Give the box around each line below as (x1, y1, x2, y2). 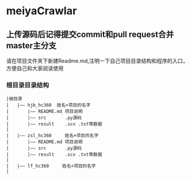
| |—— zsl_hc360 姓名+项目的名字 (6, 132, 99, 139)
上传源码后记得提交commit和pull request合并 (6, 29, 174, 39)
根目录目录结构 (6, 81, 49, 89)
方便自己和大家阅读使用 (6, 65, 64, 72)
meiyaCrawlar (6, 4, 77, 18)
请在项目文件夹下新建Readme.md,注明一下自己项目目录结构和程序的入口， (6, 58, 189, 64)
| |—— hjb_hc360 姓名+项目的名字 (6, 102, 91, 108)
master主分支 (6, 40, 57, 50)
